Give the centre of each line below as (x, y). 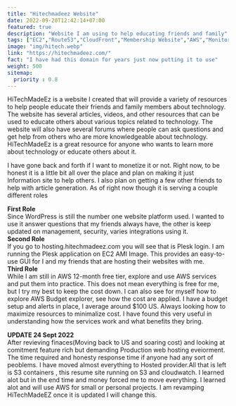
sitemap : (20, 73)
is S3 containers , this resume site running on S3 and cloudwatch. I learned (116, 373)
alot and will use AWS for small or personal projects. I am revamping (106, 388)
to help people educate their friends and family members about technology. (117, 107)
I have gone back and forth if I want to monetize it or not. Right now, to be (113, 166)
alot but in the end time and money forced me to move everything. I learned (117, 380)
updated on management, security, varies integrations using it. (98, 232)
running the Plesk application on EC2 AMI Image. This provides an (103, 254)
